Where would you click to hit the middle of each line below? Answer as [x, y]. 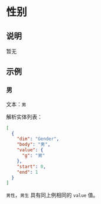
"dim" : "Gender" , [38, 139]
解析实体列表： [24, 117]
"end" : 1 [27, 172]
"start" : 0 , [31, 167]
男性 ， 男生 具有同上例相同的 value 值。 [52, 195]
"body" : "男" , [34, 145]
